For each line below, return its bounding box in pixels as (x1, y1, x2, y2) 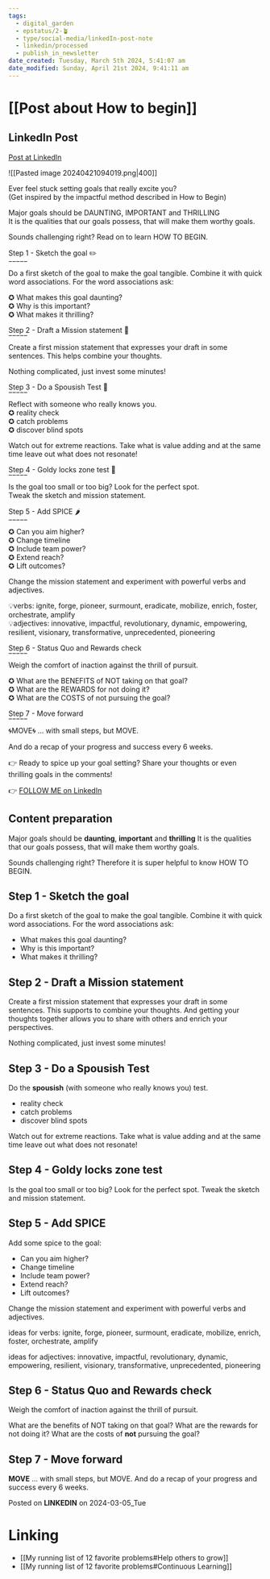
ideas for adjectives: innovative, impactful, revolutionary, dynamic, (8, 1352, 228, 1361)
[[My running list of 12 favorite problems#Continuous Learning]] (19, 1561, 232, 1572)
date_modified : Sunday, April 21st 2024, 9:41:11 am (8, 64, 189, 73)
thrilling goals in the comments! (8, 769, 113, 779)
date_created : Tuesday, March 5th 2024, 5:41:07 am (8, 57, 185, 65)
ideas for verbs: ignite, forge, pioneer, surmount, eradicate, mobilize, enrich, (8, 1328, 261, 1337)
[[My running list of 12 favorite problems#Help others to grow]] (19, 1553, 229, 1563)
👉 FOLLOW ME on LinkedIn (8, 785, 102, 795)
